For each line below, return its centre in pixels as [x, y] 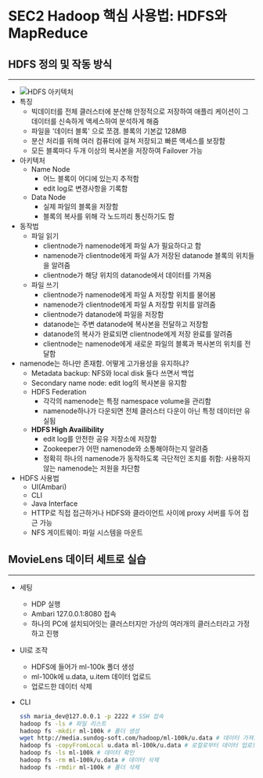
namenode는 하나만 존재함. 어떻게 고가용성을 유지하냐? [104, 363]
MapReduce [48, 33]
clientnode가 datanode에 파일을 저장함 [103, 314]
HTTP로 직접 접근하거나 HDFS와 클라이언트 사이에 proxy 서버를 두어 [136, 513]
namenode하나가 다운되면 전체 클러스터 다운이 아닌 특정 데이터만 [142, 411]
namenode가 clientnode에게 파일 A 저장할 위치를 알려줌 [130, 304]
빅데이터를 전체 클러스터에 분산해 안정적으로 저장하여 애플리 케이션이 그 [140, 111]
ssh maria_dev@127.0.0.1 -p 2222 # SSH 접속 [92, 716]
